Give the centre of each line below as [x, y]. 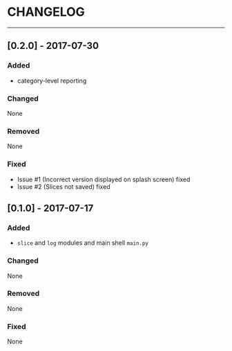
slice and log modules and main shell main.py [83, 243]
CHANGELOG [46, 12]
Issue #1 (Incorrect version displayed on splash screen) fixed [104, 179]
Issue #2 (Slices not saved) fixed [64, 186]
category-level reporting [52, 81]
